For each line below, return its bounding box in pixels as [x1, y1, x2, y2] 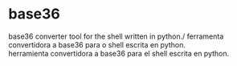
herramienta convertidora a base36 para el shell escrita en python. [8, 48, 230, 58]
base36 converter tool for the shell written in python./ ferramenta [8, 31, 224, 41]
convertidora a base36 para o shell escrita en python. [8, 39, 186, 49]
